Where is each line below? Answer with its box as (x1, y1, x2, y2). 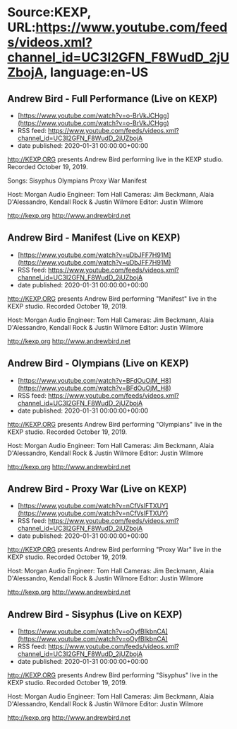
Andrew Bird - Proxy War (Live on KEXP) (7, 483, 187, 495)
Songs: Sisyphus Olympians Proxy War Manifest (7, 176, 147, 185)
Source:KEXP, (7, 4, 92, 21)
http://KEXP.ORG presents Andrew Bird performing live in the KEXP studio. (7, 155, 224, 163)
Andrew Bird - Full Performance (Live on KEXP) (7, 93, 218, 105)
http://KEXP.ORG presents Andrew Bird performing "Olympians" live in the (7, 420, 222, 428)
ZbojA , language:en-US (7, 64, 149, 81)
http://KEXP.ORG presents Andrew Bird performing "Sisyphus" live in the (7, 671, 219, 679)
